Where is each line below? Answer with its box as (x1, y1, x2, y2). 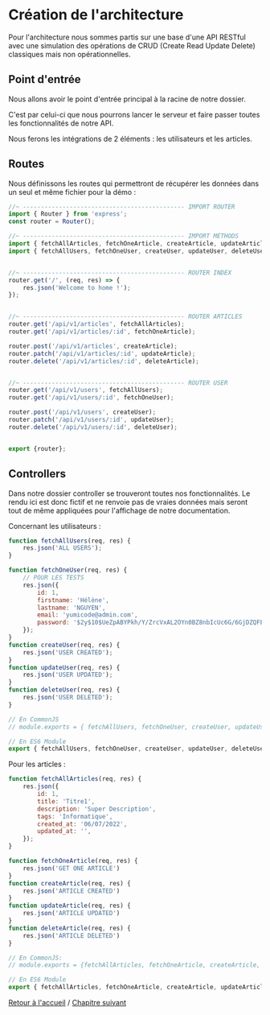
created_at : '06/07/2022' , (37, 819, 128, 828)
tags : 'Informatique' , (37, 812, 113, 820)
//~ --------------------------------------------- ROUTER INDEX (8, 268, 231, 277)
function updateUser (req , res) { (8, 663, 121, 671)
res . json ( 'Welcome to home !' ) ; (22, 283, 131, 291)
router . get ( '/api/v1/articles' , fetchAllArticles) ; (8, 320, 185, 328)
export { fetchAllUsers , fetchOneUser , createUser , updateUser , (8, 745, 228, 753)
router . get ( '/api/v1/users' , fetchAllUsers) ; (8, 386, 163, 394)
